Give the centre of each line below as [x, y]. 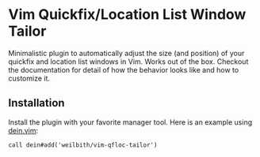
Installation [36, 103]
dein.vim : [23, 130]
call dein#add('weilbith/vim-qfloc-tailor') [83, 145]
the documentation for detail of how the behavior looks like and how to [124, 69]
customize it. [29, 78]
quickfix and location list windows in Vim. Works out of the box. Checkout [128, 62]
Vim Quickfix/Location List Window [127, 15]
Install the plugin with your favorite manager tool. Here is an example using [130, 122]
